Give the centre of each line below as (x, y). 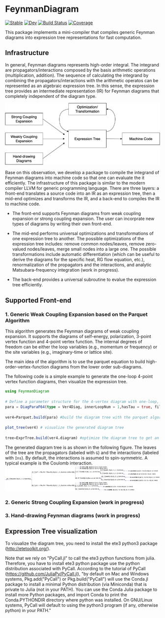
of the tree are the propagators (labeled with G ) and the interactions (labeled (82, 452)
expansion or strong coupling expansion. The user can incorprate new (83, 219)
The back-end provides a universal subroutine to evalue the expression (84, 279)
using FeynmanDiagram (27, 391)
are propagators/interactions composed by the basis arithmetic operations (80, 70)
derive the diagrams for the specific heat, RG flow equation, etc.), (78, 260)
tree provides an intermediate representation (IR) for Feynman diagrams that (82, 91)
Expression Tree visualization (51, 532)
